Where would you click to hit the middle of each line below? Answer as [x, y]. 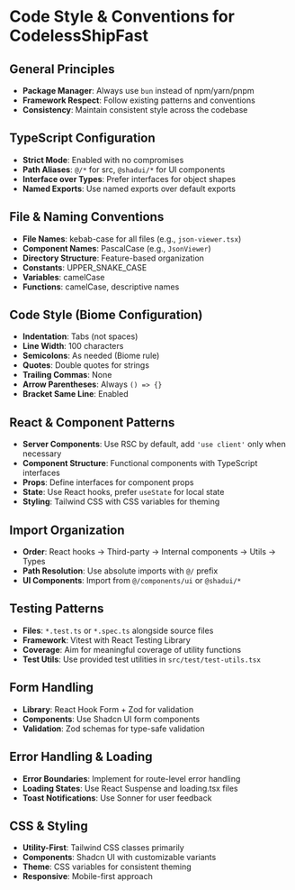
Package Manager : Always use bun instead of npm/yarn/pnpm [138, 91]
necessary [42, 454]
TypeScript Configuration [82, 138]
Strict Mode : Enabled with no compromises [103, 160]
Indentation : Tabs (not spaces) [80, 336]
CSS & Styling [49, 826]
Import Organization [67, 530]
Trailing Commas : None [67, 375]
